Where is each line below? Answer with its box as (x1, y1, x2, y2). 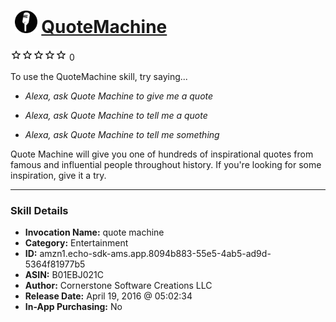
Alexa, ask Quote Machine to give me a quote (24, 90, 214, 102)
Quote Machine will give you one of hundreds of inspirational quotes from (10, 148, 314, 160)
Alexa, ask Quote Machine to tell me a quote (24, 109, 208, 121)
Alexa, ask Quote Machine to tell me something (24, 128, 220, 140)
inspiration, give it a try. (10, 169, 107, 181)
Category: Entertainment (24, 237, 129, 249)
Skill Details (10, 203, 69, 217)
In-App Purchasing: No (24, 301, 123, 313)
